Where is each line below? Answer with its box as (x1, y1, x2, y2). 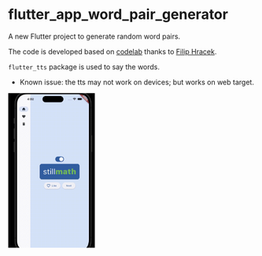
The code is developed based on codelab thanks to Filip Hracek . (8, 46, 217, 56)
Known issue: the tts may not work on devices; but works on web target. (19, 77, 254, 87)
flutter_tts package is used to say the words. (8, 61, 160, 72)
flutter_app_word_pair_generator (8, 6, 228, 24)
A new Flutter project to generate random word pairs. (8, 32, 181, 41)
